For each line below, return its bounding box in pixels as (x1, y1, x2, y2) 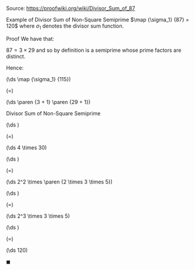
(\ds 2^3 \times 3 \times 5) (6, 212, 70, 219)
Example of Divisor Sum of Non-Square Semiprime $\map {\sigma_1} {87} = (6, 16, 190, 24)
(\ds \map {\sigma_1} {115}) (6, 75, 71, 82)
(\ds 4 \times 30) (6, 144, 47, 151)
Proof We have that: (6, 35, 55, 42)
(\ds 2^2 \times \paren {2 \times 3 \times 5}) (6, 178, 113, 185)
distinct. (6, 52, 26, 60)
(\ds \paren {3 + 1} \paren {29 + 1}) (6, 98, 91, 105)
